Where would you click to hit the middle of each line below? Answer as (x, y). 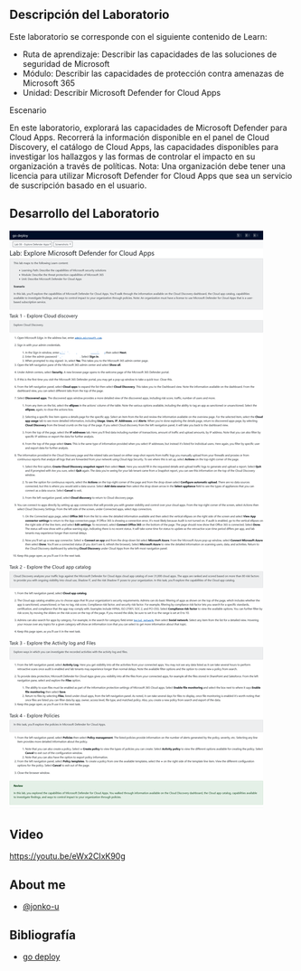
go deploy (41, 957)
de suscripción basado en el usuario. (78, 185)
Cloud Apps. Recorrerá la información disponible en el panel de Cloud (139, 137)
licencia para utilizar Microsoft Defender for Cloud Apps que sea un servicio (151, 175)
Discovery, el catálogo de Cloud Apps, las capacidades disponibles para (144, 146)
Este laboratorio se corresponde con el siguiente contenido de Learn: (139, 36)
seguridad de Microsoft (66, 63)
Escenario (28, 110)
